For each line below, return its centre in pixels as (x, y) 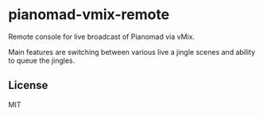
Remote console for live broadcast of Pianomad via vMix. (102, 37)
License (28, 85)
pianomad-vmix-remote (89, 15)
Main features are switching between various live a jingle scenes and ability (132, 52)
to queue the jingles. (42, 60)
